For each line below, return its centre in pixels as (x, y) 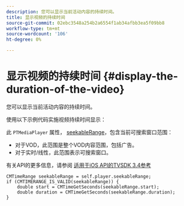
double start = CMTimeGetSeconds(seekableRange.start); (88, 187)
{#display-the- (141, 76)
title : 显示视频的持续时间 (36, 17)
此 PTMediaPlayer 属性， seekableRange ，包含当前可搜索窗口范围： (90, 132)
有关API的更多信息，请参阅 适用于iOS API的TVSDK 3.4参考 (79, 165)
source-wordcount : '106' (37, 34)
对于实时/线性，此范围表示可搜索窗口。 (63, 152)
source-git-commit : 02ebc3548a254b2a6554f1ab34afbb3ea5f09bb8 (85, 23)
